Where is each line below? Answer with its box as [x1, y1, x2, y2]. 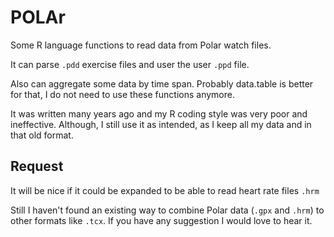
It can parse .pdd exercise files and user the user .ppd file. [10, 58, 250, 70]
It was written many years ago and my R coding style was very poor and [10, 107, 308, 120]
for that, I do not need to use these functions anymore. [10, 88, 235, 100]
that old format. [10, 129, 74, 141]
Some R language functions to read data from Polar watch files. [10, 39, 272, 51]
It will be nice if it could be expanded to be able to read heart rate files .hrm [10, 184, 320, 196]
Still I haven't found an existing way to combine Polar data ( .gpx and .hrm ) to [10, 204, 325, 216]
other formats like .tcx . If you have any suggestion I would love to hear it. [10, 214, 313, 226]
